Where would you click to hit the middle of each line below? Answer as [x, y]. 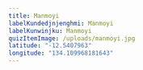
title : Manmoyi [34, 16]
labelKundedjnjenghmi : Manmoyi [61, 23]
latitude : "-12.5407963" [50, 46]
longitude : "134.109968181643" [61, 53]
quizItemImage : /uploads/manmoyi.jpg [72, 38]
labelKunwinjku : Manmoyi [50, 31]
